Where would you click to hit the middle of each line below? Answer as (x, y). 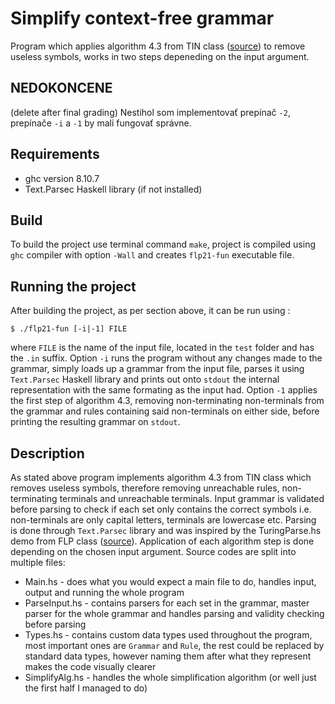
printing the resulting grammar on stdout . (95, 422)
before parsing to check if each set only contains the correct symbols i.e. (161, 509)
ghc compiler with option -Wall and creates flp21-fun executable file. (152, 255)
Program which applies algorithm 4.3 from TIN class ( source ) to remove (158, 46)
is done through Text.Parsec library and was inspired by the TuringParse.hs (166, 530)
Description (47, 453)
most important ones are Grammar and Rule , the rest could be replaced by (174, 645)
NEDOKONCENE (61, 88)
